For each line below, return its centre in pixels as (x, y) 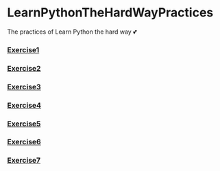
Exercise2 (24, 68)
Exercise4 (24, 105)
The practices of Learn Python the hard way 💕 (72, 32)
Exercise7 (24, 161)
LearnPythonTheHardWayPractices (110, 13)
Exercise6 (24, 142)
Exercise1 (23, 49)
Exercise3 (24, 87)
